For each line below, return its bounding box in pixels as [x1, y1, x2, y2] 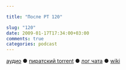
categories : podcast [6, 41, 58, 47]
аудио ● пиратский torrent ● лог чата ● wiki [6, 58, 121, 65]
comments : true [6, 36, 44, 42]
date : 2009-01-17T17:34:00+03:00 [6, 30, 90, 36]
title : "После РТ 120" [6, 14, 63, 20]
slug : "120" [6, 24, 36, 30]
